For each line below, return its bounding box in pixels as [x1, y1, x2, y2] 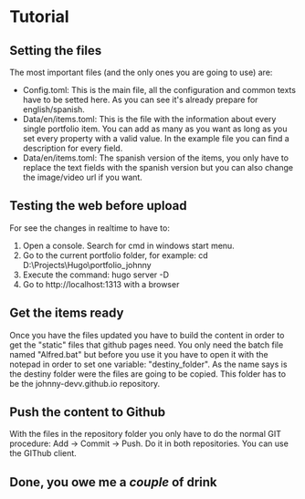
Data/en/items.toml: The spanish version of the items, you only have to [22, 152, 289, 163]
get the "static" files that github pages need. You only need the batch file [9, 339, 284, 350]
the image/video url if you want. [22, 172, 143, 182]
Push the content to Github [9, 404, 166, 421]
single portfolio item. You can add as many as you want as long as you [22, 123, 288, 134]
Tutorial [9, 6, 70, 27]
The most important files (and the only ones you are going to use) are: [9, 67, 273, 78]
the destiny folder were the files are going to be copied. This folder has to [9, 368, 286, 379]
